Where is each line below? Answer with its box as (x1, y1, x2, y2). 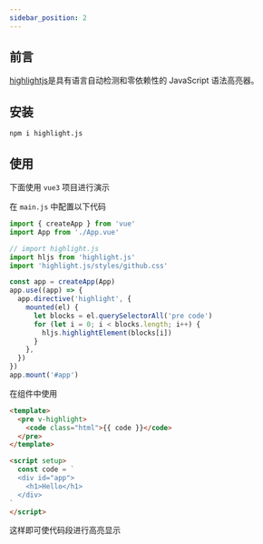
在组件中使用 (9, 388, 57, 398)
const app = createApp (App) (9, 277, 116, 287)
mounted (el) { (25, 303, 79, 312)
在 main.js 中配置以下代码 (9, 201, 106, 212)
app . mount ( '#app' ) (9, 370, 79, 380)
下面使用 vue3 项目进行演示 (9, 182, 111, 193)
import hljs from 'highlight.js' (9, 252, 136, 262)
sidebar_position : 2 (9, 13, 88, 23)
